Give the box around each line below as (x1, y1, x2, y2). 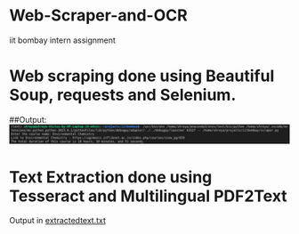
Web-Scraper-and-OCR (9, 5, 189, 26)
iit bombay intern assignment (9, 35, 116, 45)
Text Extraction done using (9, 166, 213, 187)
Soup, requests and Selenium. (9, 85, 237, 105)
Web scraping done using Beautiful (9, 66, 275, 86)
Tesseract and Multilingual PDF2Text (9, 186, 287, 206)
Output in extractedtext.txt (9, 215, 107, 226)
